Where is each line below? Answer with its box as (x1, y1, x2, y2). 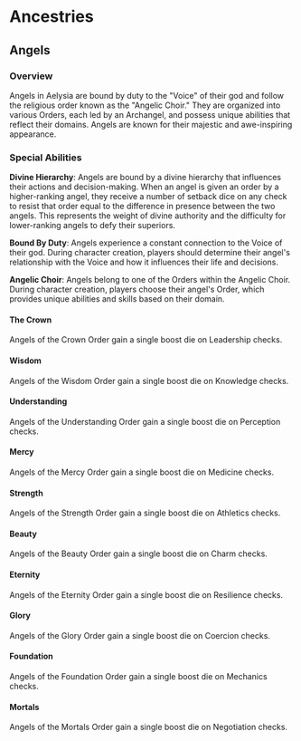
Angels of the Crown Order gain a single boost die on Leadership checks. (9, 334, 283, 345)
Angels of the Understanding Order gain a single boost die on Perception (9, 416, 281, 427)
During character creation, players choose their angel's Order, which (9, 284, 265, 295)
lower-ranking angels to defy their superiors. (9, 220, 176, 231)
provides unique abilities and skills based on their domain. (9, 294, 225, 304)
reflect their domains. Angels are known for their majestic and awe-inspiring (9, 119, 293, 130)
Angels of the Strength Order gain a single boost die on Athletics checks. (9, 507, 281, 518)
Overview (9, 70, 53, 82)
